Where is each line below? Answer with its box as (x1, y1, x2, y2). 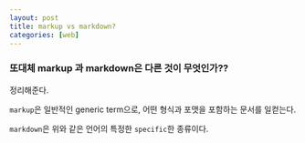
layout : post (9, 13, 59, 23)
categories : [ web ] (9, 30, 79, 39)
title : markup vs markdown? (9, 22, 117, 31)
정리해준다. (9, 84, 49, 96)
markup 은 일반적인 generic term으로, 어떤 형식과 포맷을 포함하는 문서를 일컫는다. (9, 104, 297, 115)
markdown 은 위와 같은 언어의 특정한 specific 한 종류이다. (9, 123, 209, 134)
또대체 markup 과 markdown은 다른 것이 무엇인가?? (9, 62, 229, 75)
